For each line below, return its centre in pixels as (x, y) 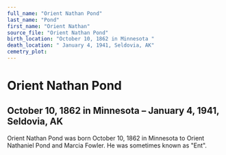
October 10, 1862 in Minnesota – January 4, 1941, (113, 111)
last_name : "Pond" (33, 20)
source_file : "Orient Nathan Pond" (58, 33)
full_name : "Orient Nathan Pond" (55, 13)
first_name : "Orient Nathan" (49, 26)
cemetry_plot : (27, 52)
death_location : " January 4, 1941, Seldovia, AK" (81, 45)
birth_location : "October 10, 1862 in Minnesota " (81, 39)
